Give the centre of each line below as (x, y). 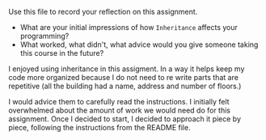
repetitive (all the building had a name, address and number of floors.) (125, 86)
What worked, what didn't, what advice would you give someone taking (139, 45)
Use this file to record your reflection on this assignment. (103, 12)
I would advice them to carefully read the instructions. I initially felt (119, 102)
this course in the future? (62, 53)
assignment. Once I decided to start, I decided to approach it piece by (125, 119)
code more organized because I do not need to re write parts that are (123, 77)
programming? (44, 36)
